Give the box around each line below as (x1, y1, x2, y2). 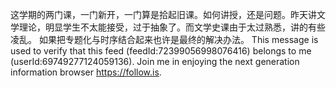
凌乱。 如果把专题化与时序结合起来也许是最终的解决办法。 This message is (10, 34, 319, 45)
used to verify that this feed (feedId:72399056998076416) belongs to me (10, 45, 312, 57)
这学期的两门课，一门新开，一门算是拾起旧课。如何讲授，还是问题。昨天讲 (10, 9, 317, 20)
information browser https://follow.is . (10, 66, 162, 78)
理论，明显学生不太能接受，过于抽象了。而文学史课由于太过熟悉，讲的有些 (18, 21, 326, 33)
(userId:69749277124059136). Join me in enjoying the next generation (10, 56, 300, 67)
